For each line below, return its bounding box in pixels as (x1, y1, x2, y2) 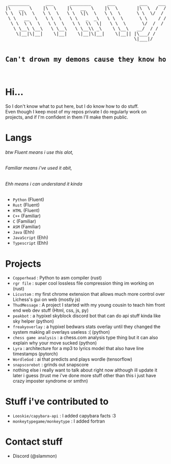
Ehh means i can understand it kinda (5, 180, 82, 187)
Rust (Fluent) (12, 202, 40, 208)
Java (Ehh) (12, 229, 35, 235)
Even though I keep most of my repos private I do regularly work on (5, 108, 147, 114)
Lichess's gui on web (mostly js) (12, 296, 80, 303)
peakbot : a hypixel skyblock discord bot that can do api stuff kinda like (12, 313, 161, 319)
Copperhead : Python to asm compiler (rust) (12, 275, 102, 281)
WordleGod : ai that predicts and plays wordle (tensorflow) (12, 356, 132, 362)
